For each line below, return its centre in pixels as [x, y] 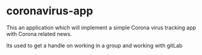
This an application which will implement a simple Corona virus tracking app [101, 27]
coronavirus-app [50, 11]
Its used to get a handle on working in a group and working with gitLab [95, 45]
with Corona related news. [39, 33]
